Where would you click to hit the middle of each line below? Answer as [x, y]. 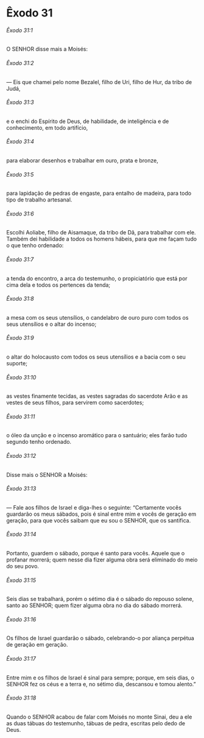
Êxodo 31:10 [21, 377]
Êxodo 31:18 [21, 698]
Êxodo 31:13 [21, 489]
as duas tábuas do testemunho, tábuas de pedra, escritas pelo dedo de [96, 723]
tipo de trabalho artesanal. [39, 200]
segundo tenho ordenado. [39, 442]
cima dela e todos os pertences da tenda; [58, 285]
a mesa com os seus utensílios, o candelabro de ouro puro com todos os [97, 317]
